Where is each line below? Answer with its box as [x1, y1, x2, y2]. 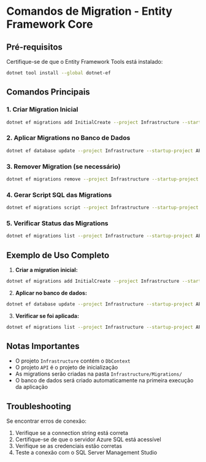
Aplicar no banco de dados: [15, 289, 88, 296]
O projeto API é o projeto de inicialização [15, 364, 118, 371]
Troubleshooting [6, 401, 72, 412]
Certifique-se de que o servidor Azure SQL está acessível [15, 436, 161, 443]
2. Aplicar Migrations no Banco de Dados [6, 134, 131, 142]
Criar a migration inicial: [15, 266, 78, 274]
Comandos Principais [6, 87, 90, 98]
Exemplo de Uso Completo [6, 250, 110, 260]
